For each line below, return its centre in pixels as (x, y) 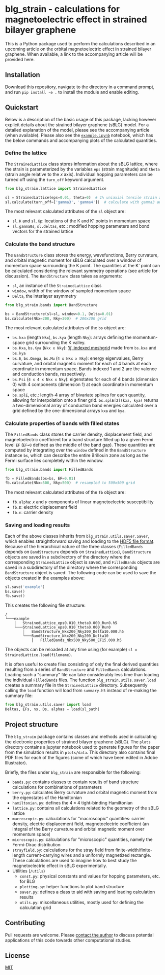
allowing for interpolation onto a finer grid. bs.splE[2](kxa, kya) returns (85, 400)
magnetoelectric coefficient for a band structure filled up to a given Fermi (79, 439)
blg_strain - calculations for (63, 9)
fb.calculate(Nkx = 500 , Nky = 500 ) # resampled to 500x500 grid (70, 483)
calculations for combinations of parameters (57, 787)
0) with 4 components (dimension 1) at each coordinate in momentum (82, 384)
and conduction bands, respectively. (49, 374)
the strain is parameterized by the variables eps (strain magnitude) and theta (82, 169)
